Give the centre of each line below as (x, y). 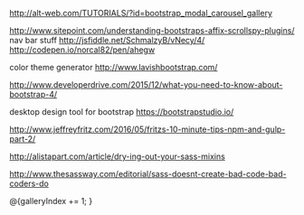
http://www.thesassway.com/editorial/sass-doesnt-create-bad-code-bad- (148, 174)
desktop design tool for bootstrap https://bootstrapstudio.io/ (122, 112)
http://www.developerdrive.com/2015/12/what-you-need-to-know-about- (146, 84)
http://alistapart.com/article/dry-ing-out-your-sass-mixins (118, 156)
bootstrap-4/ (33, 94)
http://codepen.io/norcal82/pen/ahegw (82, 50)
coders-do (29, 183)
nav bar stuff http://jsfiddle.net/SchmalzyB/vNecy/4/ (107, 40)
